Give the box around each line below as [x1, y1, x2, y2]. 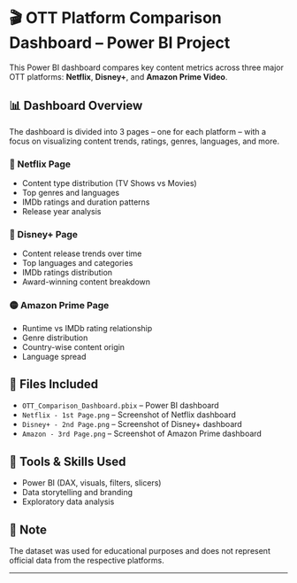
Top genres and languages [21, 188, 120, 198]
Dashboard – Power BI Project [9, 33, 231, 53]
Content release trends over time [21, 248, 142, 259]
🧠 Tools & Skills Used [9, 454, 126, 469]
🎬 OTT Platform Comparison [9, 8, 223, 28]
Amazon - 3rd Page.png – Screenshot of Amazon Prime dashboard [21, 428, 263, 439]
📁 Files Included [9, 377, 99, 392]
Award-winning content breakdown [21, 276, 151, 287]
